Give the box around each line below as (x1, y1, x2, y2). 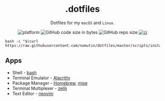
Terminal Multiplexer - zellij (12, 85, 67, 91)
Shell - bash (12, 69, 37, 75)
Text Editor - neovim (12, 90, 54, 97)
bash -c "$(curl (5, 38, 38, 44)
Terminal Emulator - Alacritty (12, 75, 71, 81)
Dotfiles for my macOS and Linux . (50, 20, 115, 26)
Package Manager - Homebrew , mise (12, 80, 88, 86)
